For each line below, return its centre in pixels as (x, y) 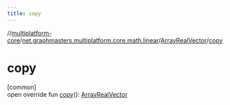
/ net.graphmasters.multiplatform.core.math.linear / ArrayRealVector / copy (121, 40)
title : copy (24, 13)
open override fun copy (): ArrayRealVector (68, 94)
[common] (22, 87)
